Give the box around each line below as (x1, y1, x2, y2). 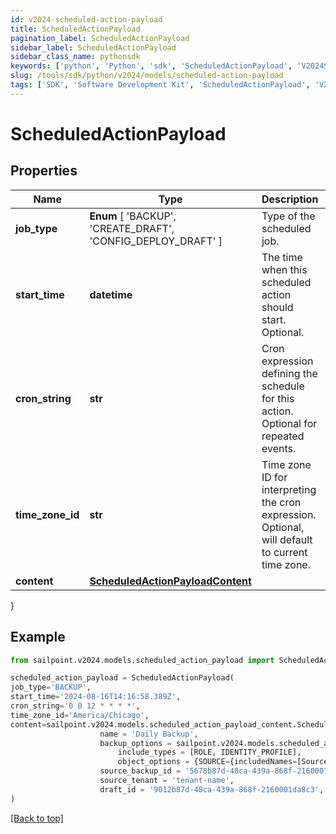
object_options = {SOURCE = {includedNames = (117, 757, 298, 767)
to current (261, 545, 308, 559)
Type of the (261, 209, 316, 223)
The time (261, 250, 303, 264)
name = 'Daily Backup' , (99, 729, 199, 739)
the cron (261, 495, 302, 509)
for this (261, 391, 295, 405)
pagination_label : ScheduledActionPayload (10, 33, 190, 43)
